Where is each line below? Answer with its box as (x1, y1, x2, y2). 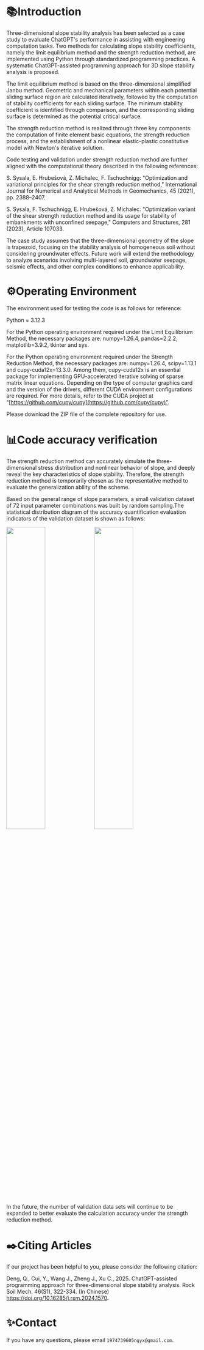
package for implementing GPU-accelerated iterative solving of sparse (6, 373, 184, 380)
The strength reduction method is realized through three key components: (6, 124, 192, 132)
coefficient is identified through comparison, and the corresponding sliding (6, 106, 194, 113)
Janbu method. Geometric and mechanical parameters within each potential (6, 86, 197, 94)
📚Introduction (6, 5, 82, 19)
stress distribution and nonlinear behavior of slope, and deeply (38, 464, 195, 471)
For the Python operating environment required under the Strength (6, 353, 174, 360)
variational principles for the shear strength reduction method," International (6, 180, 197, 188)
